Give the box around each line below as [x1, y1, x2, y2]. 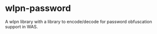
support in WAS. [5, 23, 38, 29]
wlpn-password [5, 3, 71, 14]
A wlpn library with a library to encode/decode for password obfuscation [5, 19, 152, 24]
